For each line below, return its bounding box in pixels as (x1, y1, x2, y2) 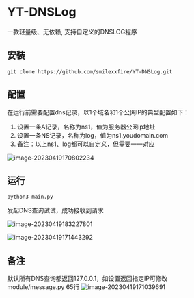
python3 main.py (7, 193, 53, 201)
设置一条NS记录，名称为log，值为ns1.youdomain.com (16, 131, 169, 139)
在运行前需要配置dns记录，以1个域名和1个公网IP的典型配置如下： (7, 108, 190, 116)
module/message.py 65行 (7, 283, 80, 291)
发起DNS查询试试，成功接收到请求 (7, 206, 104, 214)
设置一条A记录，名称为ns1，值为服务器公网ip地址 (16, 123, 156, 131)
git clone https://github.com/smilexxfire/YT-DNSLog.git (7, 68, 173, 75)
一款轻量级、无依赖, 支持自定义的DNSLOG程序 (7, 27, 138, 36)
